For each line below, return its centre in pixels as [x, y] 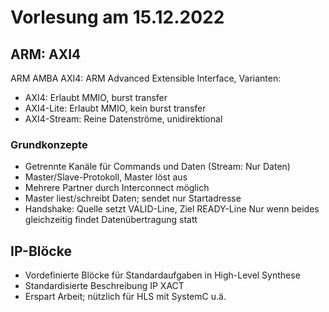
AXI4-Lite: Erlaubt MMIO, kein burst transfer [115, 108]
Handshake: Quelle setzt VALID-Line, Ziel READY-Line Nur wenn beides [172, 209]
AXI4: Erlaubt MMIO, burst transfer [96, 97]
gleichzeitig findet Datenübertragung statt [111, 220]
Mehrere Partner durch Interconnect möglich [117, 188]
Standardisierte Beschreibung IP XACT [104, 286]
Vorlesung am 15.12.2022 [117, 17]
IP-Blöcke [41, 251]
